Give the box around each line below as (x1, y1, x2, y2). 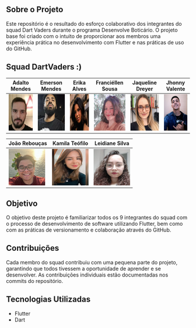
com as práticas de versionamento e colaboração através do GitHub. (6, 226, 171, 233)
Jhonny (166, 79, 185, 87)
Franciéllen (96, 79, 124, 87)
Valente (166, 85, 185, 92)
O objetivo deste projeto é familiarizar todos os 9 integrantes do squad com (6, 213, 188, 221)
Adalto (12, 79, 29, 87)
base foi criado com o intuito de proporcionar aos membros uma (6, 32, 161, 40)
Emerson (40, 79, 63, 87)
